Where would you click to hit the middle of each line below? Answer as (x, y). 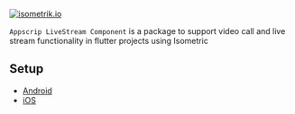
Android (37, 91)
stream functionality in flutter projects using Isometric (109, 41)
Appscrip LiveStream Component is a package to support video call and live (147, 31)
